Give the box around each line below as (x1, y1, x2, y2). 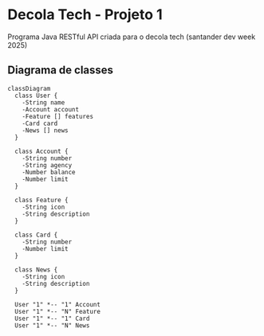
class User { (14, 92, 58, 100)
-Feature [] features (22, 112, 93, 120)
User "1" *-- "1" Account (14, 300, 101, 308)
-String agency (22, 161, 73, 169)
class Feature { (14, 196, 69, 204)
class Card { (14, 231, 58, 239)
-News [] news (22, 126, 69, 135)
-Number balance (22, 168, 77, 176)
